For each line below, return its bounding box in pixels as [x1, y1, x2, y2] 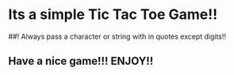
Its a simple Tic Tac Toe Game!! [8, 6, 218, 24]
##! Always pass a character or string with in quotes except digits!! [8, 32, 227, 41]
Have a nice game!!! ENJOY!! [8, 54, 154, 68]
